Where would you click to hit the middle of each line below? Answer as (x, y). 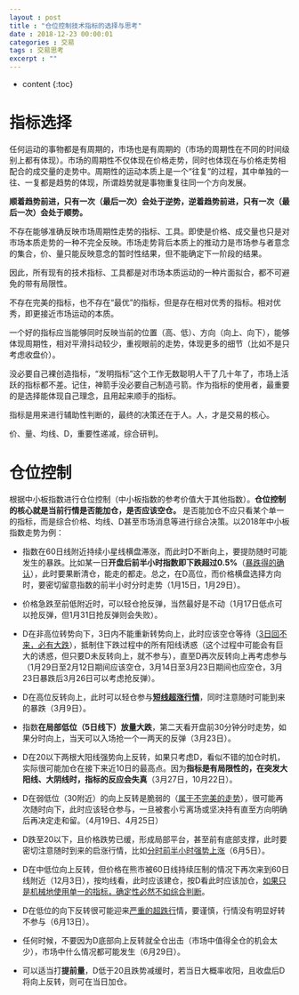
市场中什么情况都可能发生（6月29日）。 (113, 951)
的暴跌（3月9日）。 (57, 708)
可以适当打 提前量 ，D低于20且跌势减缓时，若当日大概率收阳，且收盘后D (154, 970)
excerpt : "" (33, 59)
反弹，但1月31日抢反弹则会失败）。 (100, 614)
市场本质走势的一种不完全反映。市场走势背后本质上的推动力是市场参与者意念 (149, 242)
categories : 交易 (42, 42)
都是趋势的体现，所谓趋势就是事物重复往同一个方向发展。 (145, 182)
